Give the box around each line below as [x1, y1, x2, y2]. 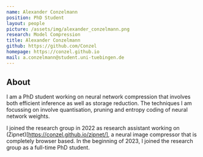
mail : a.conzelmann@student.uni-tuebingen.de [6, 54, 124, 60]
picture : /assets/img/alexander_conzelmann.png [6, 26, 130, 32]
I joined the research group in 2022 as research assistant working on [6, 125, 180, 132]
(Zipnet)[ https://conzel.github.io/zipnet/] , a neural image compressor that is [6, 131, 197, 138]
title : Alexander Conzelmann [6, 37, 81, 43]
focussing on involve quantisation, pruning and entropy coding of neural [6, 106, 188, 114]
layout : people [6, 20, 45, 26]
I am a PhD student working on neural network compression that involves [6, 93, 191, 101]
